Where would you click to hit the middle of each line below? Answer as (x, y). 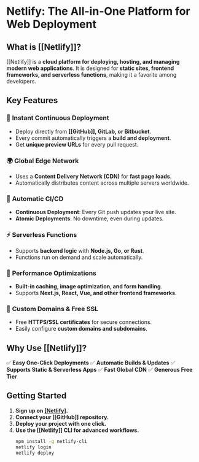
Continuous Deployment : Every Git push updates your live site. (96, 212)
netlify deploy (35, 453)
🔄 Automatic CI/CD (35, 199)
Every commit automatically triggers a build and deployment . (93, 138)
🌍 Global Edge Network (43, 161)
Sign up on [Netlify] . (42, 410)
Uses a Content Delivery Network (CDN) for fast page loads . (93, 176)
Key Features (32, 100)
